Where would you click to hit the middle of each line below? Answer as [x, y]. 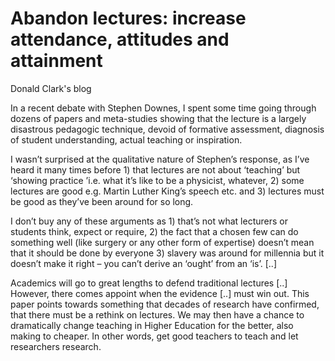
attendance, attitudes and [120, 39]
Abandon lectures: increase [128, 18]
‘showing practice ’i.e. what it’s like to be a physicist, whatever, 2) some [157, 180]
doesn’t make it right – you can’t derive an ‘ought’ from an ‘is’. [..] [144, 263]
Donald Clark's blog [51, 88]
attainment [56, 61]
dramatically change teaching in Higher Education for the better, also [152, 325]
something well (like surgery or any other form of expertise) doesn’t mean [162, 242]
